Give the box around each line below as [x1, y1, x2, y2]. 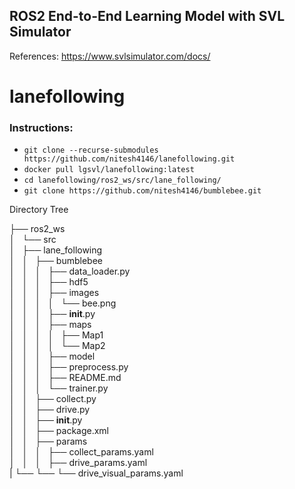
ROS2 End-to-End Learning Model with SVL [9, 8, 286, 25]
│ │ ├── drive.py [9, 404, 91, 416]
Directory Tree [9, 204, 69, 216]
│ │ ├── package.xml [9, 425, 110, 437]
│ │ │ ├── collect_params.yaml [9, 446, 154, 458]
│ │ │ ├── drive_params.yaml [9, 457, 148, 469]
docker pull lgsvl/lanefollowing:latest [23, 165, 195, 175]
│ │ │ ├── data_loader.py [9, 265, 131, 278]
